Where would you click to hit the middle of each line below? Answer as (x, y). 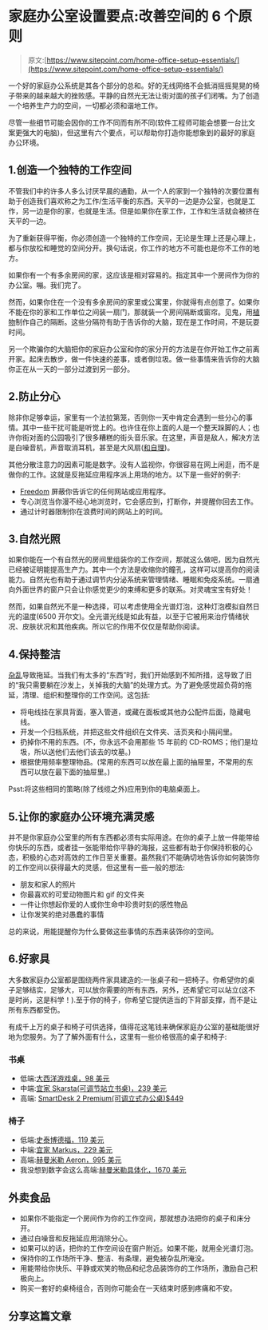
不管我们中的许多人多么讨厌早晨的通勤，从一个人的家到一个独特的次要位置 (130, 191)
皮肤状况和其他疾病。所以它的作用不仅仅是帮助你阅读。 (113, 627)
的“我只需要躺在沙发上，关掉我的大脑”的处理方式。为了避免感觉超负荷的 (127, 685)
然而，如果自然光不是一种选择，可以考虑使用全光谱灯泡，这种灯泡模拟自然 (130, 607)
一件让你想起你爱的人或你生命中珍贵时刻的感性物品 (104, 904)
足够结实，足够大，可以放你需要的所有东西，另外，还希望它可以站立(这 (132, 989)
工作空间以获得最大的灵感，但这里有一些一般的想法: (100, 867)
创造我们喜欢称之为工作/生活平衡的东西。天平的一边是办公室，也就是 (135, 201)
